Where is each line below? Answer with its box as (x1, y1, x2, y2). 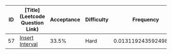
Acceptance (50, 16, 80, 23)
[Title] (25, 7, 40, 13)
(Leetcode (19, 13, 45, 20)
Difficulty (85, 16, 109, 23)
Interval (19, 41, 38, 47)
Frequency (132, 16, 160, 23)
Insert (19, 34, 34, 41)
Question (20, 19, 44, 26)
